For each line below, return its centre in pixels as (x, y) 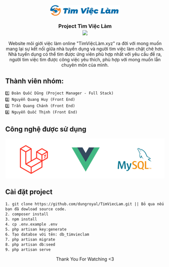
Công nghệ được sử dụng (46, 129)
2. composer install (27, 214)
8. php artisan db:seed (30, 245)
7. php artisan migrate (30, 240)
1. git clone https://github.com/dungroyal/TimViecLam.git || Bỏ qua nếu (85, 204)
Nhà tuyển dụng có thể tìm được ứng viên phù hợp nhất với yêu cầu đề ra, (85, 54)
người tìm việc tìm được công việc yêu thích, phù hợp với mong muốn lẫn (85, 60)
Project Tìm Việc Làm (85, 26)
